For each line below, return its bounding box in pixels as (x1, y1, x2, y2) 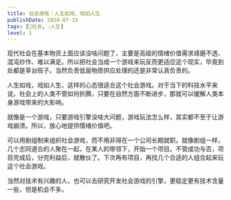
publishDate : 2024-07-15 (7, 17, 78, 23)
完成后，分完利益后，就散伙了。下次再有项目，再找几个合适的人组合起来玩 (12, 153, 224, 162)
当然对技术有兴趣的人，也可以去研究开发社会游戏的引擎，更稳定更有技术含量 (7, 177, 224, 185)
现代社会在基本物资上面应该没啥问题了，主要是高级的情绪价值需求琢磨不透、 (7, 49, 224, 57)
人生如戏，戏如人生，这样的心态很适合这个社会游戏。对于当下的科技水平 (7, 81, 212, 90)
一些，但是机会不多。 (7, 186, 67, 194)
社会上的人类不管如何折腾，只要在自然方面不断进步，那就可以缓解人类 (19, 90, 218, 98)
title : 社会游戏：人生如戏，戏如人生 (7, 10, 101, 17)
